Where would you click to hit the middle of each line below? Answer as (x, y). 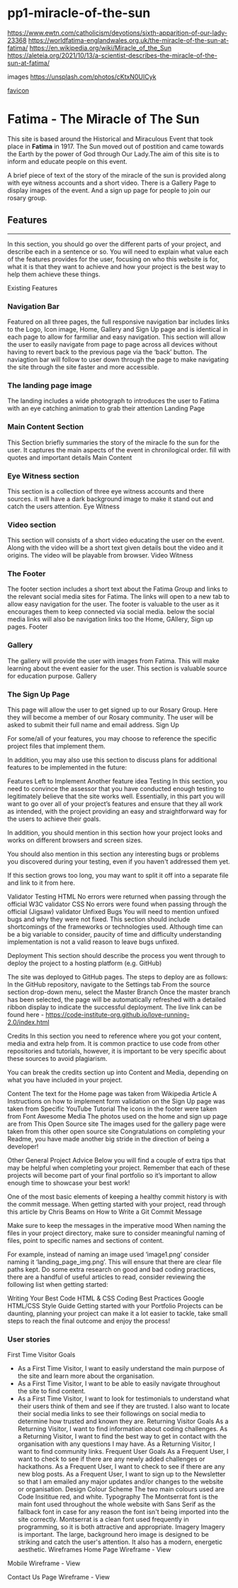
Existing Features (33, 288)
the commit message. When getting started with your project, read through (117, 1204)
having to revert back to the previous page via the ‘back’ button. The (107, 352)
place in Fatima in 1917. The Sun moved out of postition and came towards (116, 146)
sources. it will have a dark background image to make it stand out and (110, 499)
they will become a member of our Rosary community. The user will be (110, 717)
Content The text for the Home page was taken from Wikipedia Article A (112, 1094)
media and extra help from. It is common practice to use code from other (114, 1044)
